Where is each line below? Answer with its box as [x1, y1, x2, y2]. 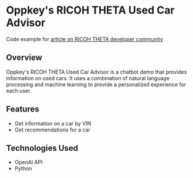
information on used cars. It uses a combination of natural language [6, 74, 170, 81]
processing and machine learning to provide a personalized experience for [6, 81, 187, 88]
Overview [6, 52, 43, 62]
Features [6, 104, 39, 114]
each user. [6, 87, 32, 94]
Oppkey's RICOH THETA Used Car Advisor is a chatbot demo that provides [6, 68, 187, 75]
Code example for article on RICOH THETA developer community [6, 35, 163, 42]
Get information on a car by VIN [14, 120, 92, 127]
